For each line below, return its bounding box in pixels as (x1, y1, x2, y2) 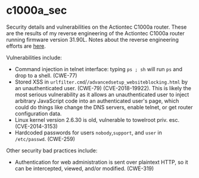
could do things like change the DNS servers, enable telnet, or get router (14, 103, 193, 111)
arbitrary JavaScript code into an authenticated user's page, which (14, 97, 179, 105)
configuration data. (14, 110, 62, 117)
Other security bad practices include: (6, 147, 98, 154)
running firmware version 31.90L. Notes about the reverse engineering (6, 36, 179, 43)
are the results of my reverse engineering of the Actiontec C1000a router (6, 29, 185, 36)
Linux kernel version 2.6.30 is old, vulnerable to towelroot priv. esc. (14, 116, 180, 123)
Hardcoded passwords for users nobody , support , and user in (14, 129, 162, 136)
